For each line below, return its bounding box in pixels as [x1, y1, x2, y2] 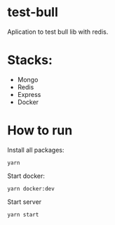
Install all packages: [7, 146, 65, 154]
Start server [7, 198, 42, 206]
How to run [7, 122, 73, 139]
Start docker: [7, 172, 46, 180]
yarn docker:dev [7, 185, 55, 192]
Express [17, 90, 41, 98]
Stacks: [7, 52, 53, 68]
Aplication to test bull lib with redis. [7, 27, 109, 36]
